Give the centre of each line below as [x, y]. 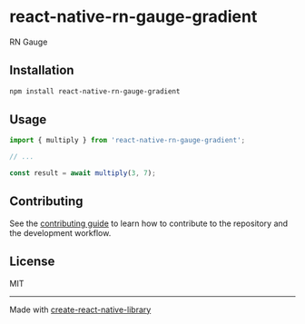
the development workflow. [60, 232]
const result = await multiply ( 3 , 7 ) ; [83, 173]
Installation [42, 70]
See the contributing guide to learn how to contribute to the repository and [149, 223]
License [32, 262]
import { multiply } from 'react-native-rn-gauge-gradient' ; [128, 141]
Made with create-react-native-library [80, 309]
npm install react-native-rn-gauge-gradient [95, 91]
